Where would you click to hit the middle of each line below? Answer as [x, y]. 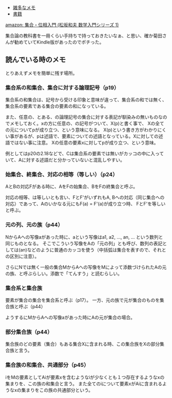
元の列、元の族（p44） [34, 225]
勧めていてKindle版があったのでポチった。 [59, 42]
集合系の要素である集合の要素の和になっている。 [57, 106]
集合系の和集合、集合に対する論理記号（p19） [62, 88]
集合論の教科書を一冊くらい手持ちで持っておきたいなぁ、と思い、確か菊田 [84, 36]
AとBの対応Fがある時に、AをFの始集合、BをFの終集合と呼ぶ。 [72, 186]
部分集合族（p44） [29, 332]
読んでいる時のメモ [35, 60]
